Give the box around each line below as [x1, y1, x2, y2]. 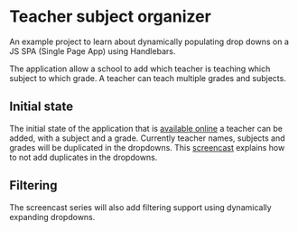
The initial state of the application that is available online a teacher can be [9, 123, 283, 134]
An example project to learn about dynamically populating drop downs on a [9, 36, 289, 47]
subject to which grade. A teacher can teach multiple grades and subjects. [9, 72, 286, 83]
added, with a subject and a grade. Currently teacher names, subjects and [9, 133, 286, 143]
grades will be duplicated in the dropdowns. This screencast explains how [9, 142, 285, 152]
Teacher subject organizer [9, 6, 212, 27]
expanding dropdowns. [9, 211, 96, 222]
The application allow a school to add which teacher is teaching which [9, 63, 271, 74]
